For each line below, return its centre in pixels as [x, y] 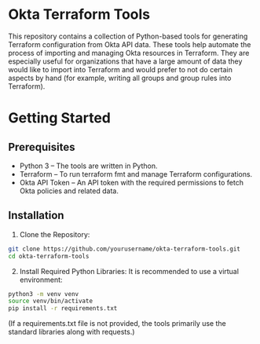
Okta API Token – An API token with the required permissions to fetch [131, 182]
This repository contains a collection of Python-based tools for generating [128, 36]
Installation [36, 216]
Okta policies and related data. [69, 191]
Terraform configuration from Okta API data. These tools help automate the [130, 44]
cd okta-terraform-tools [49, 256]
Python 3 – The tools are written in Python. [88, 166]
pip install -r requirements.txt [63, 309]
